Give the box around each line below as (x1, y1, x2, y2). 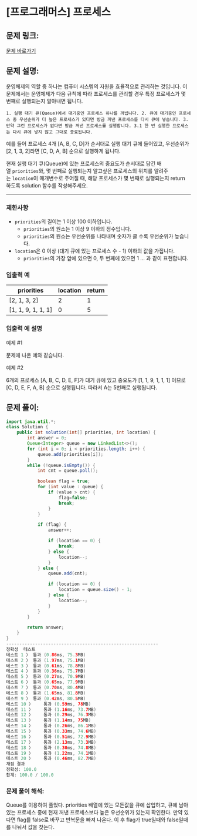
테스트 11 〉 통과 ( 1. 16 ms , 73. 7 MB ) (6, 706, 97, 713)
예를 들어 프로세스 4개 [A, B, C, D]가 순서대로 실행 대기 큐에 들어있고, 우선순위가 (6, 140, 189, 147)
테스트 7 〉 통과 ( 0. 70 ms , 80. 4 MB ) (6, 685, 86, 691)
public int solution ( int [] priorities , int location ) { (16, 429, 157, 435)
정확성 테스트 (6, 646, 36, 652)
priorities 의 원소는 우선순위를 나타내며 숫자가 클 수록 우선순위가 (23, 233, 174, 240)
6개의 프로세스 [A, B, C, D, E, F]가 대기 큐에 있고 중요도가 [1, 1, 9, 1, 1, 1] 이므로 (6, 377, 186, 384)
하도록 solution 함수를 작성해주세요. (6, 182, 88, 189)
